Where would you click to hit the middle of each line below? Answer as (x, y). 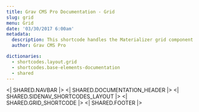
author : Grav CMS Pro (39, 46)
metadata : (19, 34)
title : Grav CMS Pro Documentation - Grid (60, 12)
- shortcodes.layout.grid (44, 62)
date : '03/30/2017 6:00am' (40, 29)
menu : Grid (20, 23)
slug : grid (20, 17)
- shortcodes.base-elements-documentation (66, 67)
